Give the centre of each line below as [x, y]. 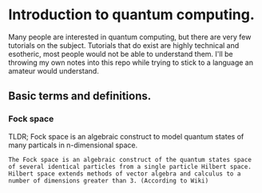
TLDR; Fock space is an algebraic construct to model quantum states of [126, 136]
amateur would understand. [54, 70]
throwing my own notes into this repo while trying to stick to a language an [131, 62]
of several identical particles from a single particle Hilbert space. [130, 167]
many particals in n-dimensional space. [73, 145]
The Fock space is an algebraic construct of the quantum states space [130, 159]
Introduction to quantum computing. [132, 15]
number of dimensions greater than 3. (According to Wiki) [109, 181]
